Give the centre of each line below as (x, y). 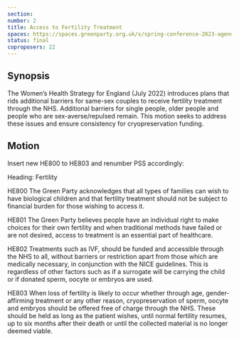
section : (20, 14)
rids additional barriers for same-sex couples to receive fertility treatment (115, 101)
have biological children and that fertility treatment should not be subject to (117, 198)
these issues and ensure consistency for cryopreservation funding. (106, 123)
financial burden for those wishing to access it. (76, 206)
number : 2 (22, 21)
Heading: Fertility (33, 177)
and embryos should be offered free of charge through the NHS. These (112, 308)
